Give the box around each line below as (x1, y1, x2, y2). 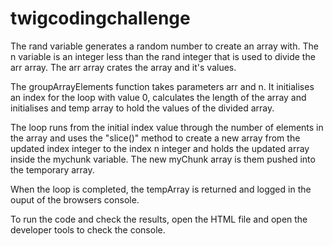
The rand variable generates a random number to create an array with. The (10, 40, 319, 52)
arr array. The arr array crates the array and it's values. (10, 61, 237, 73)
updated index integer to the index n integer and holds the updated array (10, 142, 310, 154)
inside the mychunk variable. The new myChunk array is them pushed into (10, 153, 316, 165)
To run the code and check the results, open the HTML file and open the (10, 213, 308, 225)
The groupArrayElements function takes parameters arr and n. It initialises (10, 80, 315, 92)
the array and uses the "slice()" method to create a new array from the (10, 132, 301, 144)
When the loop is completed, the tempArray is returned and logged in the (10, 183, 312, 195)
